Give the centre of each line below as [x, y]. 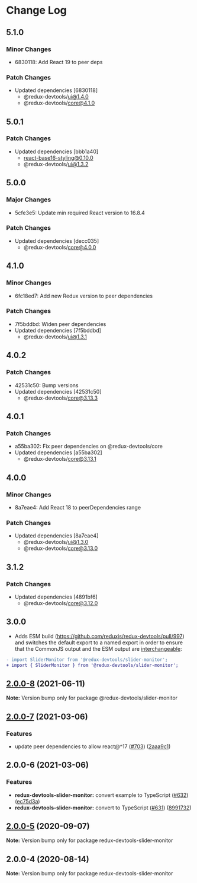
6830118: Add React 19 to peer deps [59, 62]
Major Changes [29, 200]
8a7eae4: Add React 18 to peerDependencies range [77, 507]
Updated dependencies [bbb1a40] [56, 151]
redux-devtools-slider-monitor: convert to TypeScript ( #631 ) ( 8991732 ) [103, 808]
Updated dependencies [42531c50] [58, 391]
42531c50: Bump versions [46, 385]
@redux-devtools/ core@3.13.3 [61, 398]
